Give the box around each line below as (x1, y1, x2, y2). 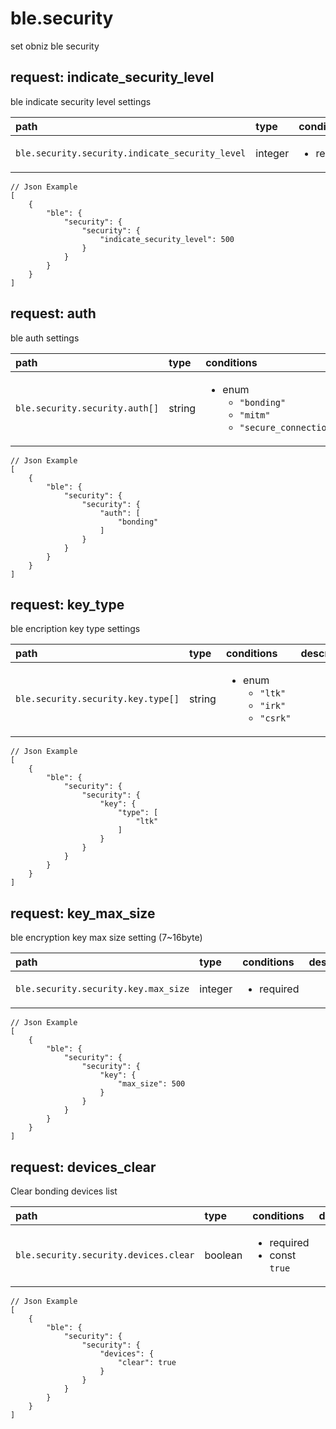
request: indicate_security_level (10, 69, 215, 86)
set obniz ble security (10, 40, 100, 52)
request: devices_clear (10, 1158, 157, 1176)
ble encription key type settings (10, 623, 141, 635)
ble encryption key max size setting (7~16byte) (10, 932, 203, 944)
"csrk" (259, 713, 292, 724)
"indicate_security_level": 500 (99, 234, 235, 244)
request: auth (10, 305, 97, 322)
